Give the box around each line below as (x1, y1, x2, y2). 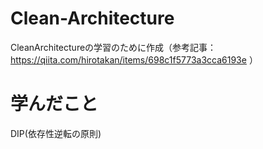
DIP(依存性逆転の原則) (10, 127, 102, 139)
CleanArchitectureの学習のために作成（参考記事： (10, 41, 217, 53)
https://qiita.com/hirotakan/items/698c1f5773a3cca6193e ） (10, 53, 258, 66)
